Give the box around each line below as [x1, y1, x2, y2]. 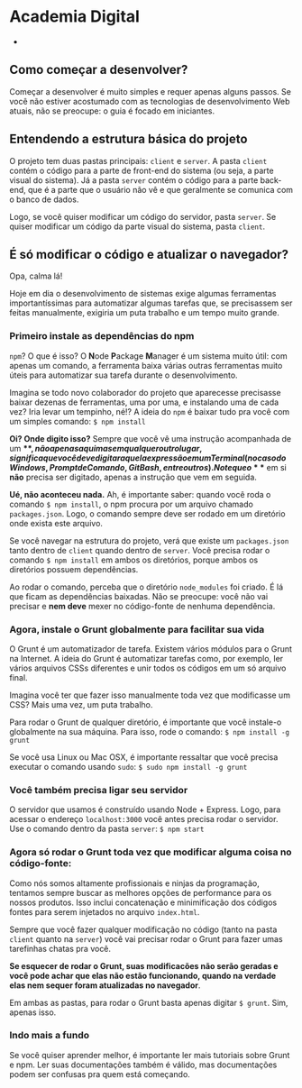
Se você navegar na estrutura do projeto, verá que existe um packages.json [9, 535, 289, 546]
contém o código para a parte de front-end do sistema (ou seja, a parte [9, 165, 274, 176]
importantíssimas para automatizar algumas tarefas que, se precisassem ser [9, 297, 293, 308]
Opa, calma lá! [9, 270, 63, 281]
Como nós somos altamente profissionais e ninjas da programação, [9, 877, 260, 889]
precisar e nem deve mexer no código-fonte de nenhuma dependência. [9, 600, 276, 611]
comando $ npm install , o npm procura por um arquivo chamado [9, 498, 254, 509]
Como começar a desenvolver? [9, 62, 188, 78]
